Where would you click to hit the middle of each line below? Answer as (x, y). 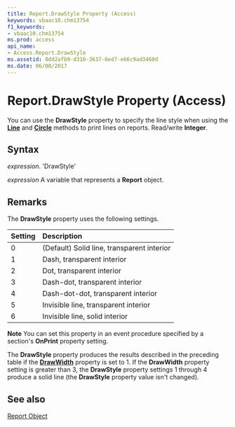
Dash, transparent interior (84, 259)
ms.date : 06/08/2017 (38, 66)
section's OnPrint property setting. (58, 341)
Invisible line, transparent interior (96, 305)
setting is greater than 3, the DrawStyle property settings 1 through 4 (107, 370)
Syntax (23, 149)
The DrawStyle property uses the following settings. (83, 219)
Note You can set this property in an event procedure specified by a (106, 334)
